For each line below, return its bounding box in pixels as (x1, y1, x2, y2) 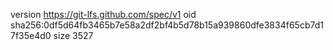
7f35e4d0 (10, 30, 52, 41)
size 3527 (53, 30, 94, 41)
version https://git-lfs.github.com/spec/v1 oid (10, 9, 197, 20)
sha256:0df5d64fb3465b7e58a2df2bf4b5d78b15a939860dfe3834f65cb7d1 (10, 19, 324, 31)
